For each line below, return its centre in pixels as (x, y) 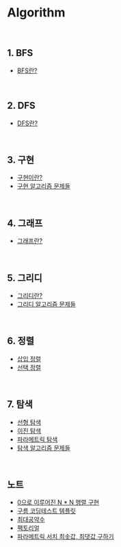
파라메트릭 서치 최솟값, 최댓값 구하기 (65, 537)
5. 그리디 (25, 278)
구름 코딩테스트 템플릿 (46, 511)
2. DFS (21, 106)
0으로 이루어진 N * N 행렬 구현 (58, 503)
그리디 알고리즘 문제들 (46, 304)
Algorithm (36, 13)
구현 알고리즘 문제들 (43, 186)
